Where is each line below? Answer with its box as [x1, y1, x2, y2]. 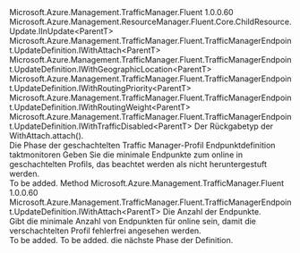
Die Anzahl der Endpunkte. [162, 207, 261, 216]
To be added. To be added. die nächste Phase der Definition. [9, 235, 234, 245]
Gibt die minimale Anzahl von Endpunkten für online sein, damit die [9, 216, 257, 226]
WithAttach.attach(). [9, 131, 84, 140]
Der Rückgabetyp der [193, 121, 274, 131]
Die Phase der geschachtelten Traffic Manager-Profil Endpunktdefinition [9, 140, 276, 150]
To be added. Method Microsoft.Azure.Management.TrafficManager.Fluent [9, 178, 285, 189]
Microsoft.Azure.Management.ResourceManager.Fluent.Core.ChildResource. [9, 16, 292, 27]
